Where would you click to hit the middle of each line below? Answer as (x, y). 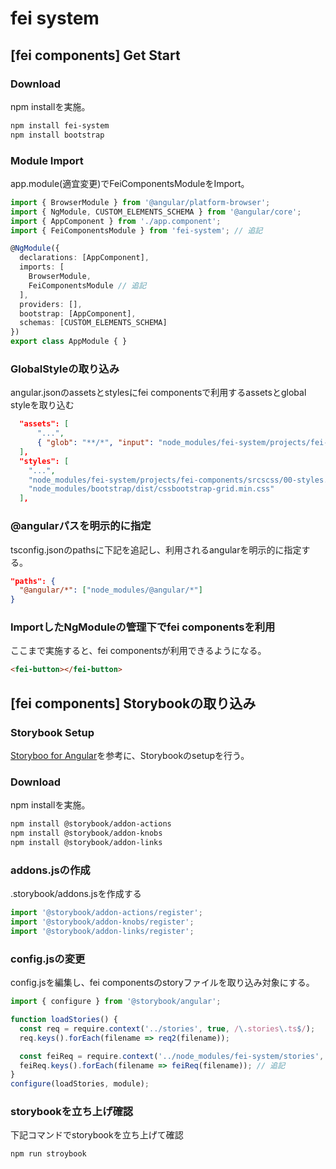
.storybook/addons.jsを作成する (76, 894)
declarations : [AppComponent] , (84, 258)
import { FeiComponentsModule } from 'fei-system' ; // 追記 (136, 230)
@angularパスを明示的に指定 (81, 526)
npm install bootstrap (57, 135)
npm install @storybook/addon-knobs (86, 833)
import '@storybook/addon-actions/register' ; (106, 913)
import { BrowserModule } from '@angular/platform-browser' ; (140, 202)
